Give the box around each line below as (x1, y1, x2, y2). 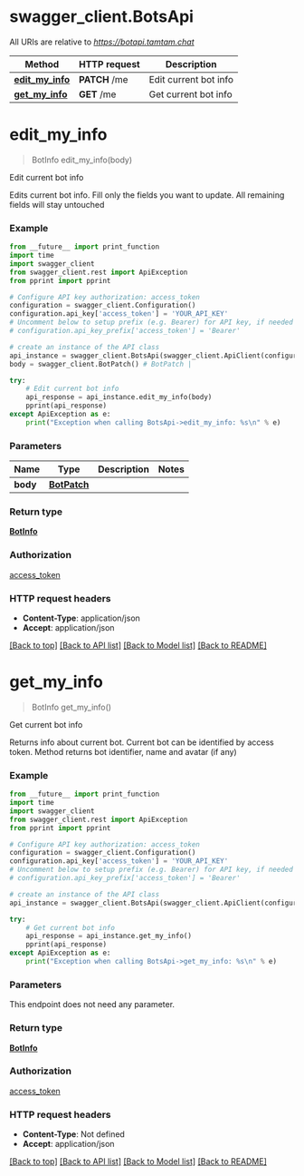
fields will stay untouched (9, 199, 105, 210)
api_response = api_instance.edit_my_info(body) (25, 393, 213, 402)
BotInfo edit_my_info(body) (31, 154, 133, 165)
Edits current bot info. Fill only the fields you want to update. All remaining (9, 189, 285, 201)
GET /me (78, 88, 117, 101)
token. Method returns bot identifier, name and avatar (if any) (9, 746, 237, 757)
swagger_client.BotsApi (9, 6, 195, 27)
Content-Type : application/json (22, 612, 140, 623)
